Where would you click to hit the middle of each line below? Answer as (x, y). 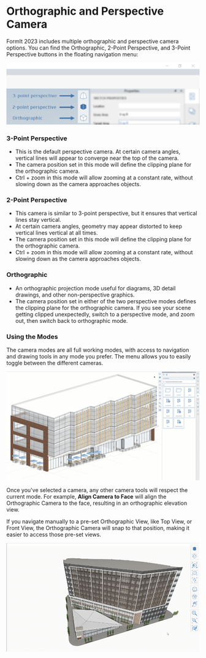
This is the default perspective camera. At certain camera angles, (98, 152)
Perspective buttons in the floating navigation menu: (72, 54)
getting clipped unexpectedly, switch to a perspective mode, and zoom (105, 314)
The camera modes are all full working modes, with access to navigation (98, 350)
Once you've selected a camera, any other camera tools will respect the (97, 490)
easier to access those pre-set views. (54, 534)
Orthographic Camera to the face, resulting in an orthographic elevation (97, 503)
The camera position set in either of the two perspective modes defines (105, 301)
